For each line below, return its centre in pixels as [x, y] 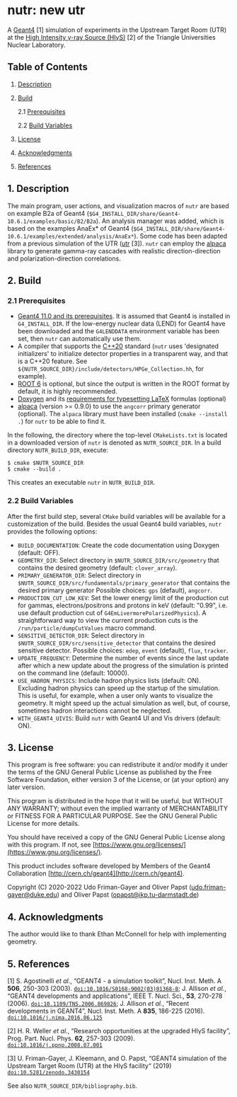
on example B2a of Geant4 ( [48, 213]
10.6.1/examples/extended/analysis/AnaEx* [71, 236]
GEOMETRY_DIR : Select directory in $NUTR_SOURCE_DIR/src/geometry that [118, 560]
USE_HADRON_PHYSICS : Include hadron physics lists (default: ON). [109, 680]
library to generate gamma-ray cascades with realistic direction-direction [114, 251]
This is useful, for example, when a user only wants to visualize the [115, 695]
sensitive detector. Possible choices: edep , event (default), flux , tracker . [123, 650]
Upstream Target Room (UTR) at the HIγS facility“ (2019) [89, 1066]
